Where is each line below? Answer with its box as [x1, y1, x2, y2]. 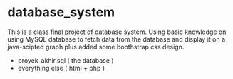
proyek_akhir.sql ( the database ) [17, 56, 114, 64]
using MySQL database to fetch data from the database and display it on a [7, 35, 226, 43]
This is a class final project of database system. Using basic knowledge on [7, 28, 227, 36]
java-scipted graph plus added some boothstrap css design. [7, 42, 185, 51]
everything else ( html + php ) [17, 63, 105, 72]
